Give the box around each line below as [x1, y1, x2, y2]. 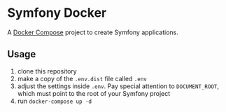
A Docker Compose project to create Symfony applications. [7, 28, 178, 36]
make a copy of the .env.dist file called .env [17, 74, 147, 83]
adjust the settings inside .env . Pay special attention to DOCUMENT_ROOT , [17, 82, 219, 90]
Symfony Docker [7, 5, 107, 21]
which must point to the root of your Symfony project [17, 89, 171, 97]
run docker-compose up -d [17, 97, 92, 105]
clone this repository [17, 66, 77, 75]
